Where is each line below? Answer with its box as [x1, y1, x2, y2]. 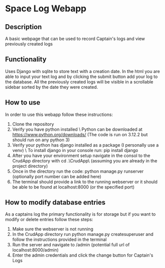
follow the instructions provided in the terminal [12, 236, 107, 242]
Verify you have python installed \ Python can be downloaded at [12, 126, 143, 132]
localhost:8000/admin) [12, 247, 59, 253]
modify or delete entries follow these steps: [5, 217, 94, 223]
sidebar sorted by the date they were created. [5, 84, 99, 90]
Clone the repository [12, 121, 54, 127]
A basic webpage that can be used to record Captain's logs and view [5, 36, 145, 41]
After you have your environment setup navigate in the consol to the [12, 153, 150, 158]
